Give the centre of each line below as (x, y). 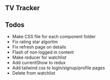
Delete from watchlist (33, 73)
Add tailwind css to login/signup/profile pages (58, 68)
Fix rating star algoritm (35, 42)
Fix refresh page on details (39, 47)
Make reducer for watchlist (39, 57)
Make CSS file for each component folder (54, 37)
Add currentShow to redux (39, 63)
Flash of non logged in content (43, 52)
